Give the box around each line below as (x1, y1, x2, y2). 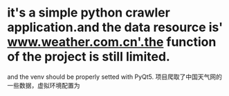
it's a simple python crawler (7, 5, 171, 21)
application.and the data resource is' (7, 19, 223, 35)
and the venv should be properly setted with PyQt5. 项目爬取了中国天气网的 (7, 73, 223, 81)
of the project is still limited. (7, 49, 171, 65)
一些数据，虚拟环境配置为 (7, 81, 80, 89)
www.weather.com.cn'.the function (7, 35, 217, 50)
